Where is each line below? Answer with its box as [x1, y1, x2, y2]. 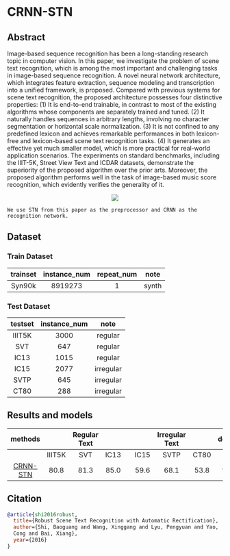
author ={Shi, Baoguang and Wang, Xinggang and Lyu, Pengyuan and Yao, [13, 524, 219, 531]
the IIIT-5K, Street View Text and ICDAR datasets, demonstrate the [7, 159, 194, 166]
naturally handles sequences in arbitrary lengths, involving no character [7, 115, 210, 123]
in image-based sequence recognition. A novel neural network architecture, [7, 71, 220, 79]
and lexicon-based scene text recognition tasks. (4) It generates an [20, 137, 210, 144]
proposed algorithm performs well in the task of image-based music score [7, 173, 217, 181]
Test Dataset [7, 301, 51, 311]
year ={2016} [13, 537, 48, 544]
